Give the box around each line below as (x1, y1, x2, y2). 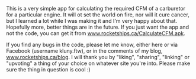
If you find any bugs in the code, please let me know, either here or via (6, 41, 178, 48)
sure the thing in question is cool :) (6, 66, 91, 73)
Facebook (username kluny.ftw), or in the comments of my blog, (6, 47, 163, 54)
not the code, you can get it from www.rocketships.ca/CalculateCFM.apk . (6, 30, 185, 37)
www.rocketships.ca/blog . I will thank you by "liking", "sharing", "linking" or (6, 54, 190, 60)
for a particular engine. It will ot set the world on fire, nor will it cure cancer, (6, 11, 189, 18)
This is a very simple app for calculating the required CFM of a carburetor (6, 5, 185, 12)
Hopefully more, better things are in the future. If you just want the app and (6, 23, 189, 30)
